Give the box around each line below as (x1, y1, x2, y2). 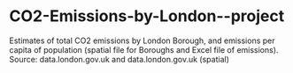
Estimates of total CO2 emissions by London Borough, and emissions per (9, 35, 275, 46)
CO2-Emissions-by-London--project (9, 6, 285, 26)
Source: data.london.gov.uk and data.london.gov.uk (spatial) (9, 54, 230, 64)
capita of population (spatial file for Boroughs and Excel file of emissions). (9, 44, 279, 55)
